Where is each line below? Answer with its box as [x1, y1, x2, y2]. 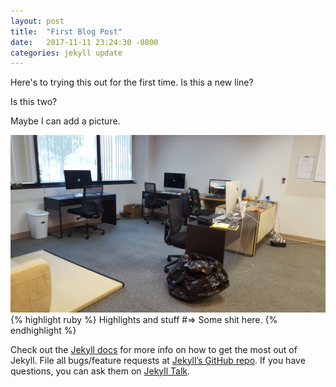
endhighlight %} [10, 324, 77, 336]
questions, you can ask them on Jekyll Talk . [10, 365, 191, 377]
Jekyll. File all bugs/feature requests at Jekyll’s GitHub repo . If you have [10, 354, 306, 366]
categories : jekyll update [10, 48, 123, 58]
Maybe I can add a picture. [10, 115, 121, 127]
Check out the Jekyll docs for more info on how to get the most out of [10, 343, 298, 355]
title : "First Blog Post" [10, 26, 123, 37]
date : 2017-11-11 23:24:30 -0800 [10, 37, 159, 47]
